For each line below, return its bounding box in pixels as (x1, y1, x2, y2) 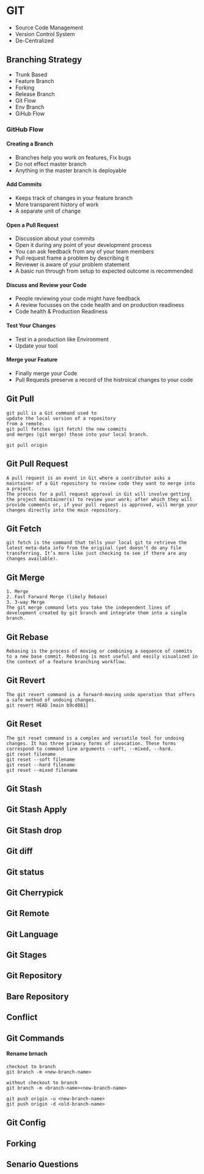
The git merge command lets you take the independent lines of (6, 604, 171, 611)
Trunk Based (15, 71, 48, 78)
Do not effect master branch (15, 160, 87, 167)
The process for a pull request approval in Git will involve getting (6, 491, 190, 497)
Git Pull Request (6, 459, 68, 469)
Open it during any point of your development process (15, 241, 152, 249)
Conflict (6, 1012, 38, 1022)
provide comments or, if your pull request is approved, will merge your (6, 502, 199, 508)
